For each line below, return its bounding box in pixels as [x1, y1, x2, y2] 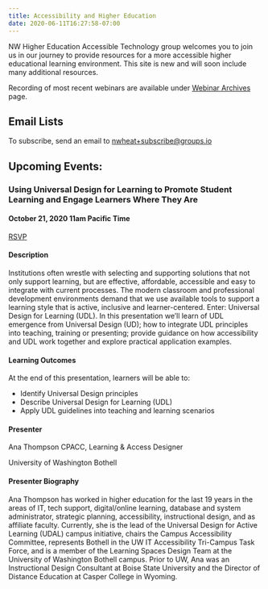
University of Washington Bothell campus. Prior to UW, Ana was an [8, 554, 230, 564]
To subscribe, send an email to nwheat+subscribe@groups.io [8, 136, 212, 146]
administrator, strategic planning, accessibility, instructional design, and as [8, 512, 256, 521]
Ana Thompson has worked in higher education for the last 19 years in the [8, 494, 254, 504]
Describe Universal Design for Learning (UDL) [19, 397, 173, 407]
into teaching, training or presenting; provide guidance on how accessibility [8, 328, 259, 338]
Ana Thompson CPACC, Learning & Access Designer [8, 442, 183, 452]
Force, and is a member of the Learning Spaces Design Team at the [8, 545, 233, 555]
